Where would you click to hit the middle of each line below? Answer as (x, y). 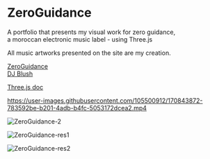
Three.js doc (25, 87)
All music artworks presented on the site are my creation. (89, 53)
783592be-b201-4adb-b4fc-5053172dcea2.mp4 (77, 108)
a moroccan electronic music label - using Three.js (80, 39)
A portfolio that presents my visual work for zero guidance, (91, 32)
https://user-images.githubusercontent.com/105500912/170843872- (105, 100)
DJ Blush (20, 74)
